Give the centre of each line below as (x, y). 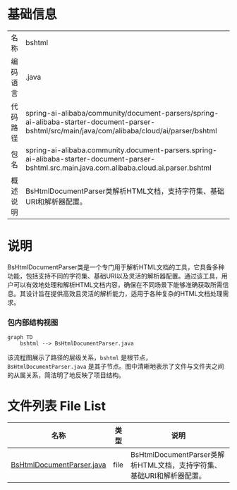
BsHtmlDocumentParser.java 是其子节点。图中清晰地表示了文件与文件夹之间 (116, 367)
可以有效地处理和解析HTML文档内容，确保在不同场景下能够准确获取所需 (118, 284)
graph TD (20, 338)
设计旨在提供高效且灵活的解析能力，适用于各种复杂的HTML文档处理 (124, 293)
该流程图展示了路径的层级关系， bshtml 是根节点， (79, 357)
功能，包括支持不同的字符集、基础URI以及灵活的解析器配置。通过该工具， (115, 276)
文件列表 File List (56, 406)
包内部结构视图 (33, 322)
